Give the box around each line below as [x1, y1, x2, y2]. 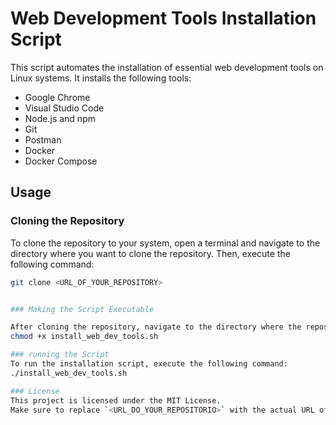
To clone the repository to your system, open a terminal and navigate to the [10, 237, 321, 249]
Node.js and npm [24, 112, 96, 124]
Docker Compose [24, 155, 98, 167]
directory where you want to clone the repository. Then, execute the [10, 247, 291, 259]
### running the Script [10, 350, 110, 360]
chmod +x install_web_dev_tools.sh [10, 332, 159, 342]
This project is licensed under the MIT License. [10, 395, 222, 406]
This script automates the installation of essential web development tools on [10, 61, 324, 73]
